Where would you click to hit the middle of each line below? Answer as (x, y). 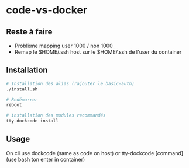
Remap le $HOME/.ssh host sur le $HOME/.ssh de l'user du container (98, 52)
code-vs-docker (47, 10)
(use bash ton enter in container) (46, 159)
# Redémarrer (22, 100)
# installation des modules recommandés (56, 116)
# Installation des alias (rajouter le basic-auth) (70, 83)
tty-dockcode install (32, 121)
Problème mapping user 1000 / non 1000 (63, 45)
